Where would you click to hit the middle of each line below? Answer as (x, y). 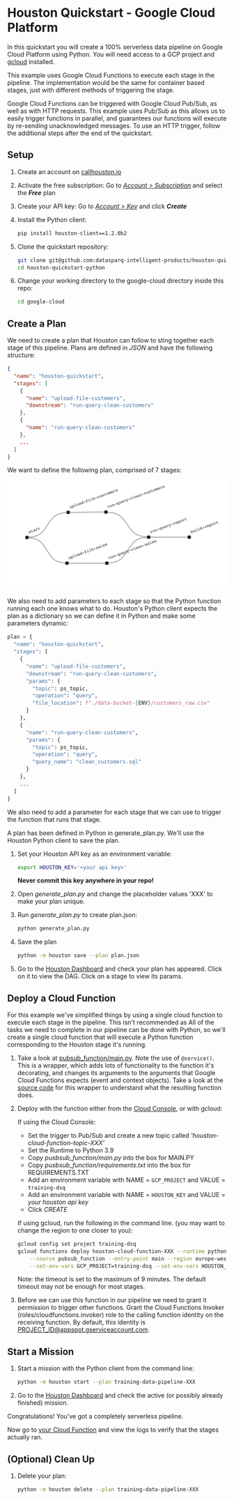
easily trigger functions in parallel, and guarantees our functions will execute (117, 118)
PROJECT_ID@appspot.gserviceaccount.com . (83, 1330)
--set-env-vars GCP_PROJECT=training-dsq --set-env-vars (115, 1266)
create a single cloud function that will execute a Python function (100, 1037)
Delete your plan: (42, 1476)
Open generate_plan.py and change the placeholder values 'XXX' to (115, 894)
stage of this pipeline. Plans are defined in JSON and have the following (110, 348)
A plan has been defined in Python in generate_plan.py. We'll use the (106, 833)
